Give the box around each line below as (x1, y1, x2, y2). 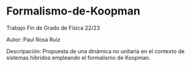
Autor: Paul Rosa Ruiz (6, 36, 61, 43)
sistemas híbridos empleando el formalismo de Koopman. (6, 54, 151, 61)
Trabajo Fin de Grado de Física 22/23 (6, 24, 101, 31)
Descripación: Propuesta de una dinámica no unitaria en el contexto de (6, 47, 185, 55)
